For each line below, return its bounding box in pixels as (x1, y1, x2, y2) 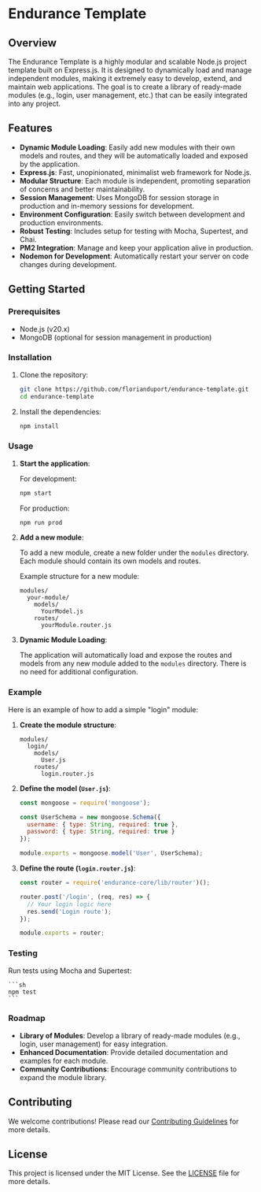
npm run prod (19, 518, 63, 526)
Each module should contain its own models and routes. (19, 556, 201, 566)
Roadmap (8, 1013, 46, 1024)
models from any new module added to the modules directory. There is (19, 659, 247, 668)
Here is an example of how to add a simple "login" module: (8, 704, 199, 714)
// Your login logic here (27, 900, 112, 908)
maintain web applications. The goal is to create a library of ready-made (8, 82, 242, 91)
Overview (8, 36, 57, 50)
